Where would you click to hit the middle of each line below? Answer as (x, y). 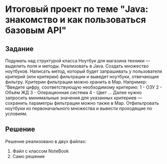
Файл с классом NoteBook (40, 151)
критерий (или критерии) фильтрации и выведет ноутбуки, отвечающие (82, 77)
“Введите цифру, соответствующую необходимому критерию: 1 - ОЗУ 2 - (84, 87)
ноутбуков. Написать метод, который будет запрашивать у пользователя (84, 71)
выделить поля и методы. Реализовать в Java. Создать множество (77, 66)
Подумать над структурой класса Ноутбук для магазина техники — (78, 61)
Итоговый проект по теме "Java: (77, 9)
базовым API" (36, 30)
